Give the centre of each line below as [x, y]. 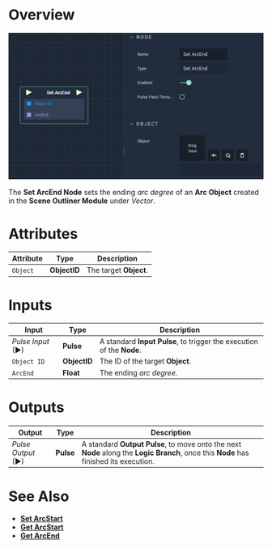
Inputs [30, 305]
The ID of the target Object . [146, 361]
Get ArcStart [42, 527]
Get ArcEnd [40, 536]
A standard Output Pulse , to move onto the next [161, 444]
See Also [39, 496]
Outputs [36, 408]
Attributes [43, 234]
